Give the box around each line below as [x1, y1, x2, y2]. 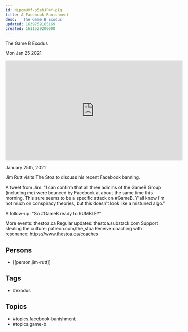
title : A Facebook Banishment [5, 12, 69, 17]
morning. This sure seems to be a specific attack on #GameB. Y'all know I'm [5, 195, 165, 201]
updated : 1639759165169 [5, 21, 56, 27]
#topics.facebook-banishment [12, 316, 76, 322]
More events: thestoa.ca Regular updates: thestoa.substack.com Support [5, 220, 158, 226]
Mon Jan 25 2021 [5, 50, 42, 56]
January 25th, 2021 [5, 165, 46, 171]
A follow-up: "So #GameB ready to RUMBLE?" [5, 210, 101, 217]
